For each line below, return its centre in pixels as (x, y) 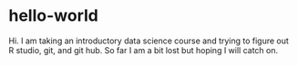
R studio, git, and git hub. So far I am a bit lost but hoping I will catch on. (144, 50)
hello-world (54, 16)
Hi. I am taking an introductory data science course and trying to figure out (149, 41)
